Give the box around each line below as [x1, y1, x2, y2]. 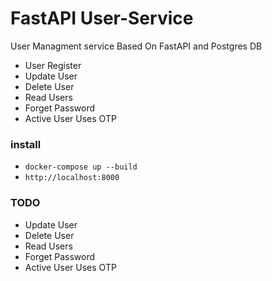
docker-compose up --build [24, 162, 138, 172]
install [10, 137, 42, 151]
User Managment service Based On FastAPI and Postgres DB [10, 40, 263, 52]
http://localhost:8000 [24, 173, 120, 183]
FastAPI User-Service [10, 7, 194, 30]
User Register [24, 59, 82, 71]
